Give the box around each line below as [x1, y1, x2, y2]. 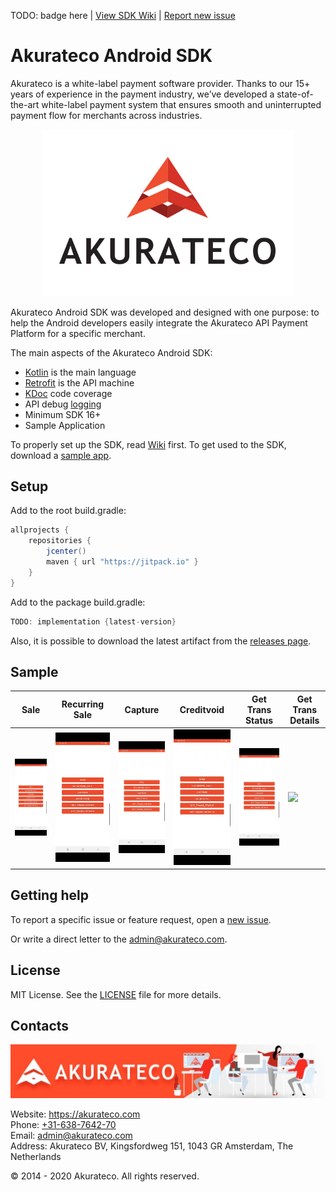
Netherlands [10, 1150, 62, 1162]
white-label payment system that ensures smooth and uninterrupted [41, 98, 322, 110]
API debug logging [24, 398, 102, 410]
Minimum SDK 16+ [24, 408, 102, 420]
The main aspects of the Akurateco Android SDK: [10, 346, 213, 359]
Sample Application [24, 419, 106, 431]
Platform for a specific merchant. [10, 327, 146, 339]
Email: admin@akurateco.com [10, 1129, 133, 1141]
